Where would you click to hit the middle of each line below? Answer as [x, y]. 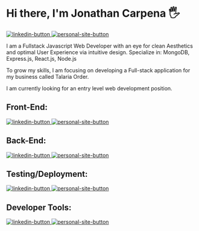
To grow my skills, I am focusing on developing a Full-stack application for [98, 70]
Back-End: [26, 141]
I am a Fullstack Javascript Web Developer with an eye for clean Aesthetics [99, 46]
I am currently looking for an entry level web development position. [90, 88]
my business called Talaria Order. [48, 76]
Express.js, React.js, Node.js [42, 58]
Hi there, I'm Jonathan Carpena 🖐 [93, 14]
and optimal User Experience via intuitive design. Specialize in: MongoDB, [98, 52]
